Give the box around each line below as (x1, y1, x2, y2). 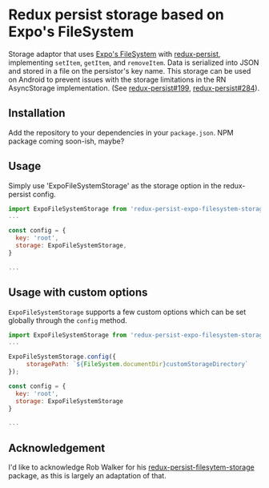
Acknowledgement (8, 441, 106, 454)
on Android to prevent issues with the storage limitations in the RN (8, 75, 227, 84)
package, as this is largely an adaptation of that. (8, 471, 167, 481)
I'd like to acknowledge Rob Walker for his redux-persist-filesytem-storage (8, 462, 255, 472)
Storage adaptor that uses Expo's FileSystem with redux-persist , (8, 49, 221, 58)
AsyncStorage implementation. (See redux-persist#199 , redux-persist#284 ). (8, 83, 260, 93)
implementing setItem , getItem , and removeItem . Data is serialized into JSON (8, 58, 259, 67)
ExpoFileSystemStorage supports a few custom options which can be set (8, 307, 247, 317)
